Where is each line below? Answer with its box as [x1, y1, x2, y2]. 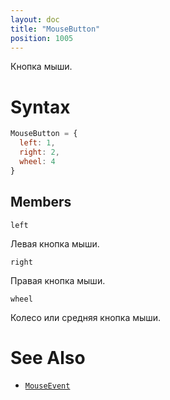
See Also [10, 346, 86, 369]
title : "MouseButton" [10, 24, 101, 34]
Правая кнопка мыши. [10, 274, 106, 286]
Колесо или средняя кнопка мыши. [10, 311, 162, 323]
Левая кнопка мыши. [10, 237, 100, 250]
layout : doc [10, 14, 60, 25]
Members [10, 194, 72, 211]
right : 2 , [19, 147, 60, 158]
